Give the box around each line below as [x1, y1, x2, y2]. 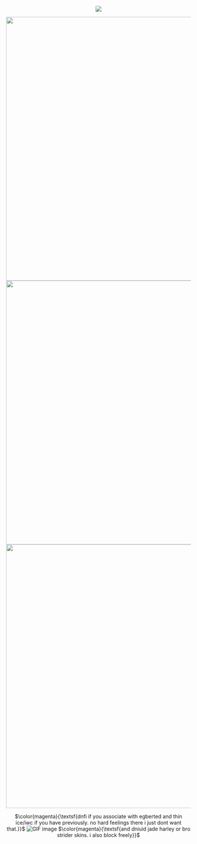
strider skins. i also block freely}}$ [57, 832, 140, 838]
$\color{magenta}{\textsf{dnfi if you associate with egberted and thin [14, 813, 183, 820]
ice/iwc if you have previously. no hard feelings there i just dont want [15, 819, 182, 826]
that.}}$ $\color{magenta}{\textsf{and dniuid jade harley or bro [6, 825, 191, 832]
